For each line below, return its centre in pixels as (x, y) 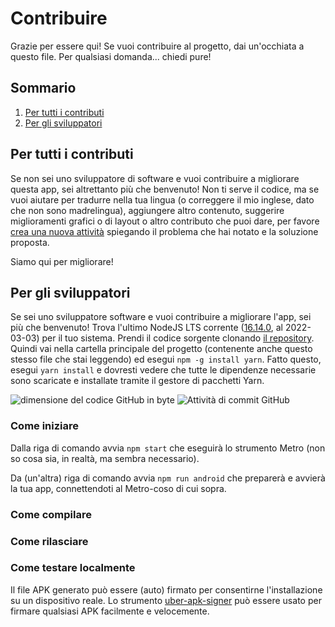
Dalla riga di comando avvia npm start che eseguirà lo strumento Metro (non (168, 448)
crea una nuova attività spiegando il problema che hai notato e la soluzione (164, 231)
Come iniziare (45, 426)
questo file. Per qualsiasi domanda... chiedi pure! (111, 56)
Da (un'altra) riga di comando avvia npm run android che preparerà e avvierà (168, 478)
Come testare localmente (73, 568)
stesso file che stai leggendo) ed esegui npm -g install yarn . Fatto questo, (166, 359)
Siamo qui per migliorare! (62, 261)
